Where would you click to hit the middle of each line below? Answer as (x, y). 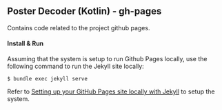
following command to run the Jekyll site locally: (76, 66)
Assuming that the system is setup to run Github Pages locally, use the (107, 59)
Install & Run (26, 43)
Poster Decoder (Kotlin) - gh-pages (84, 11)
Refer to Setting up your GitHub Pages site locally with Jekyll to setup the (111, 91)
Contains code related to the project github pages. (79, 27)
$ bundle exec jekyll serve (48, 79)
